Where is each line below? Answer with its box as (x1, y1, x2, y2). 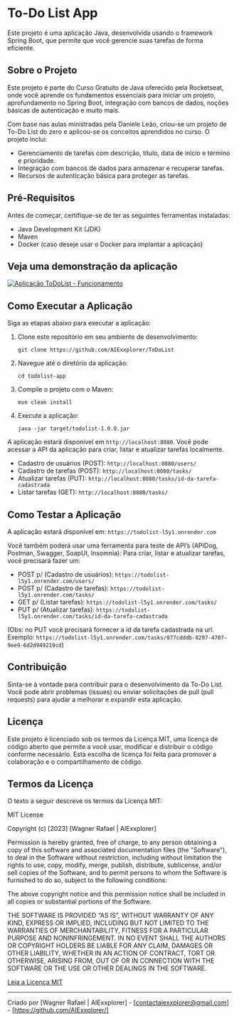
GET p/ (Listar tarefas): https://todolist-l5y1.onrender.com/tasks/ (17, 598, 218, 606)
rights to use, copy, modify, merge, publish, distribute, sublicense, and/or (7, 861, 222, 869)
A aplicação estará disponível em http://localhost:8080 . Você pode (7, 438, 208, 446)
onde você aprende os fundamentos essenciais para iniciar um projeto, (7, 90, 216, 99)
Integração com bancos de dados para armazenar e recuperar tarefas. (17, 164, 225, 172)
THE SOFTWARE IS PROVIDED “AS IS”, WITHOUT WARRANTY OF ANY (7, 911, 214, 920)
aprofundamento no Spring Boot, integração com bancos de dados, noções (7, 98, 229, 107)
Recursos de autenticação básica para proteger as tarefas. (17, 171, 191, 179)
